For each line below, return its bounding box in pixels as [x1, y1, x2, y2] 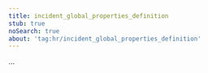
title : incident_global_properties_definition [8, 11, 169, 20]
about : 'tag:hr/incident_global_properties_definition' [8, 34, 201, 43]
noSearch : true [8, 27, 60, 35]
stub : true [8, 19, 45, 28]
